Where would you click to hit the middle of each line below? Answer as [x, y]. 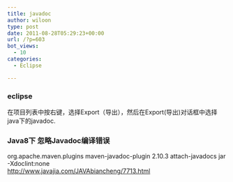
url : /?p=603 [26, 40]
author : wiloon [29, 20]
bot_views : [23, 46]
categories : [24, 59]
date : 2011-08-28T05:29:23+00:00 [56, 33]
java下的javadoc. [31, 121]
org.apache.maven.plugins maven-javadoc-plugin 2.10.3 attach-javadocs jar [116, 156]
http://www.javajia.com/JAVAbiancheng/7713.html [79, 171]
